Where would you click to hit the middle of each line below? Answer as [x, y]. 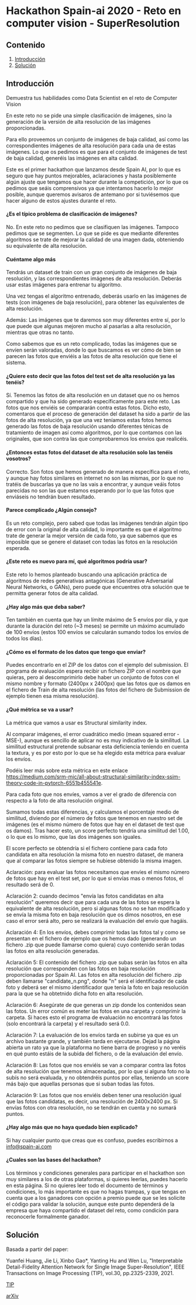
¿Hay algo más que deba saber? [46, 606]
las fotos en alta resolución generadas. [53, 951]
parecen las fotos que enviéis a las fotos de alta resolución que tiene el [92, 356]
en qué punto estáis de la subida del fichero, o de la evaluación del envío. [94, 1053]
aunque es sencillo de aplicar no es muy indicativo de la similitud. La [107, 740]
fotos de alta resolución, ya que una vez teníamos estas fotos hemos [89, 420]
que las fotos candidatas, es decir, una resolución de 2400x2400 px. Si [92, 1101]
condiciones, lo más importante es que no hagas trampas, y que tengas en [96, 1192]
